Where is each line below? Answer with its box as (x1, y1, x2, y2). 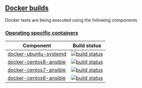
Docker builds (5, 4, 49, 12)
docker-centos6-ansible (7, 75, 66, 82)
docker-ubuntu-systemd (7, 50, 67, 57)
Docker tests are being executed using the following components (5, 17, 138, 23)
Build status (72, 42, 102, 49)
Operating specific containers (5, 29, 78, 36)
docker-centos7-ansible (7, 67, 66, 74)
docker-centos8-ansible (7, 59, 66, 66)
